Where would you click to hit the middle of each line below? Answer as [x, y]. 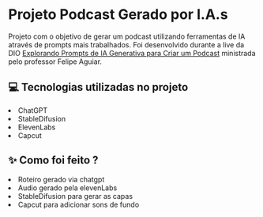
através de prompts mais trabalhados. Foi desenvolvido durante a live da [126, 44]
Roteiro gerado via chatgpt [62, 179]
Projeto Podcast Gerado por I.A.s [118, 15]
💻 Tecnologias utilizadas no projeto [98, 87]
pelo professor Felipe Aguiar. [55, 62]
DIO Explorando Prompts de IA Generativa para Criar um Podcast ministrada [132, 53]
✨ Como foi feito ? [53, 161]
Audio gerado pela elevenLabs [68, 188]
